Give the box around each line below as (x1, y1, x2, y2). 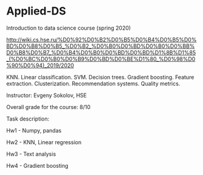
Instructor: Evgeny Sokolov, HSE (6, 91, 87, 99)
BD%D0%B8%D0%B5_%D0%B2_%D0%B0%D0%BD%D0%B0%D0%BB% (6, 42, 195, 50)
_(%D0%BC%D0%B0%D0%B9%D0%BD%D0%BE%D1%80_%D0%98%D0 (6, 55, 196, 62)
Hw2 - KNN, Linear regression (6, 138, 82, 146)
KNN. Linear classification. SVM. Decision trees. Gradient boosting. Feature (6, 73, 195, 81)
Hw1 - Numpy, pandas (6, 127, 62, 134)
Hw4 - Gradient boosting (6, 162, 68, 169)
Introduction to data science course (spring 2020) (6, 24, 131, 31)
